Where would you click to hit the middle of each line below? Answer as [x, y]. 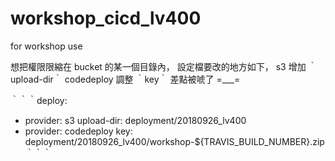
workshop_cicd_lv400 [106, 18]
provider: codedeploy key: [78, 131]
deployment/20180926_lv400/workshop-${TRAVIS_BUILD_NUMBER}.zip [174, 141]
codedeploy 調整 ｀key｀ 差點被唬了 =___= [152, 79]
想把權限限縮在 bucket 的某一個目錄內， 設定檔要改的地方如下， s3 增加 [158, 66]
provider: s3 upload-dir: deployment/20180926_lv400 [135, 120]
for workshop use [46, 46]
